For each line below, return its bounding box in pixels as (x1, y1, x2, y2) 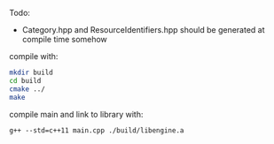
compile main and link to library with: (9, 109, 144, 119)
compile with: (9, 51, 59, 61)
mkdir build (9, 68, 53, 77)
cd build (9, 76, 42, 85)
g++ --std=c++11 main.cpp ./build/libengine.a (9, 125, 184, 135)
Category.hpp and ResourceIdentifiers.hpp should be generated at (21, 25, 265, 34)
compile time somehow (21, 34, 108, 44)
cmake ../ (9, 84, 46, 94)
